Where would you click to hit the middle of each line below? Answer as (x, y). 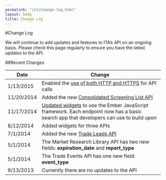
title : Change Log (24, 19)
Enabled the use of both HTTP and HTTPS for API (99, 83)
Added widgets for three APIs (76, 126)
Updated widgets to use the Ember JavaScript (95, 105)
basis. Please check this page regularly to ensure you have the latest (75, 48)
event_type (55, 162)
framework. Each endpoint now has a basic (92, 112)
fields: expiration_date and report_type (88, 148)
